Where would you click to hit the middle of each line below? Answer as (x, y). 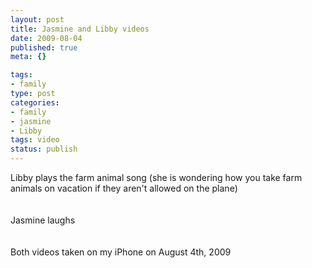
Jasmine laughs (43, 220)
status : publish (44, 149)
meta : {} (28, 57)
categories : (35, 102)
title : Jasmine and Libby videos (80, 29)
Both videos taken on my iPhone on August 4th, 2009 (121, 252)
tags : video (35, 140)
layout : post (37, 19)
